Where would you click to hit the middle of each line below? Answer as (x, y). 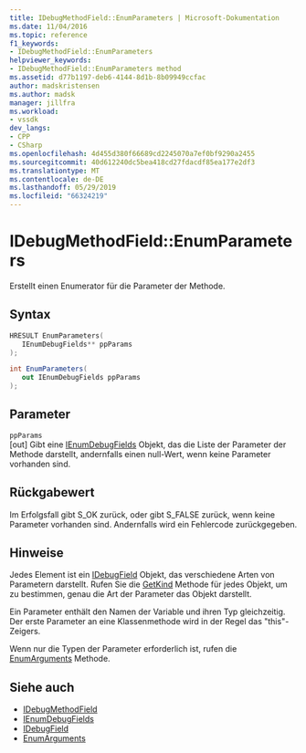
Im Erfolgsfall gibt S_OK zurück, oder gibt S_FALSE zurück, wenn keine (142, 514)
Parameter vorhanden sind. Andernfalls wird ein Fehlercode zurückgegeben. (153, 524)
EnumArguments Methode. (60, 659)
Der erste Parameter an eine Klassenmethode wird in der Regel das (136, 622)
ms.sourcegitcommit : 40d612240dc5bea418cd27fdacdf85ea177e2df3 (132, 162)
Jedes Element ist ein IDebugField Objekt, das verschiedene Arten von (142, 575)
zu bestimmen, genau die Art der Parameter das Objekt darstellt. (131, 594)
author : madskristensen (55, 86)
